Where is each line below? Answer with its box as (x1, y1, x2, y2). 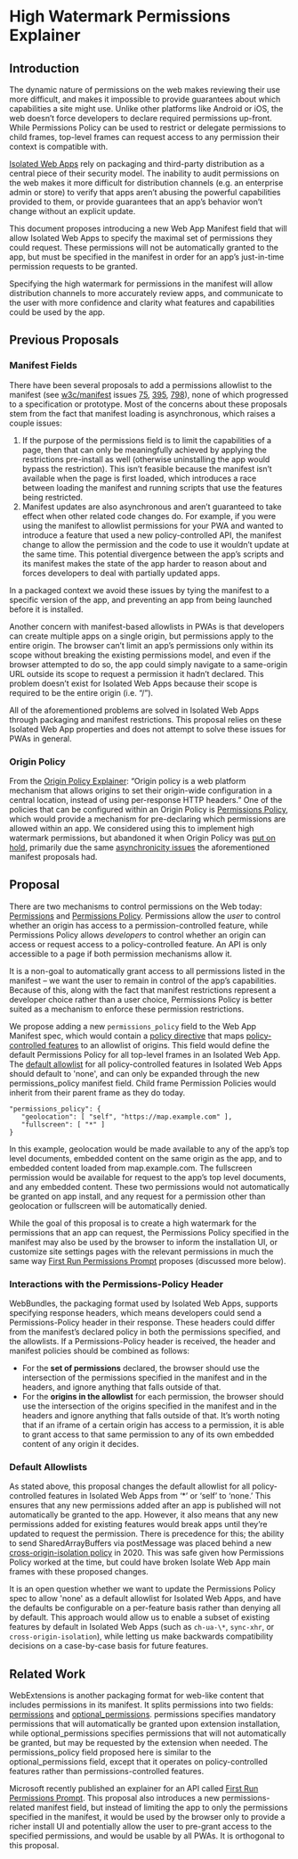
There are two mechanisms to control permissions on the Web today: (9, 901, 262, 912)
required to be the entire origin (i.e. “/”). (9, 687, 154, 698)
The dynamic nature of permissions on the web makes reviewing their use (9, 85, 280, 95)
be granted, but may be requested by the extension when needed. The (9, 1738, 269, 1748)
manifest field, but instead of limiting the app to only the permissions (36, 1802, 288, 1813)
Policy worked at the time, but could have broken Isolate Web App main (9, 1557, 271, 1567)
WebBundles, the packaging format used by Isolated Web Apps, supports (9, 1298, 278, 1309)
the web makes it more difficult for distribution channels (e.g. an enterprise (9, 178, 284, 188)
